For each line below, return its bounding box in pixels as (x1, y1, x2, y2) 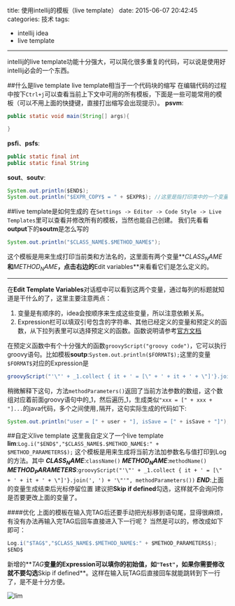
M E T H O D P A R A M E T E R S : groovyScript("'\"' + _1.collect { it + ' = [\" (7, 466, 222, 476)
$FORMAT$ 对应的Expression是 (7, 359, 89, 367)
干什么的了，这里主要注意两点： (19, 294, 112, 302)
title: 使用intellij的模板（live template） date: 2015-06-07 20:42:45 (7, 6, 198, 14)
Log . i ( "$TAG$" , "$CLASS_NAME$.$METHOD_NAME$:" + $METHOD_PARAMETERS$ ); (7, 540, 218, 547)
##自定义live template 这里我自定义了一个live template (7, 431, 164, 440)
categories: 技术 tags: (7, 15, 70, 23)
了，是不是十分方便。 (7, 577, 69, 586)
